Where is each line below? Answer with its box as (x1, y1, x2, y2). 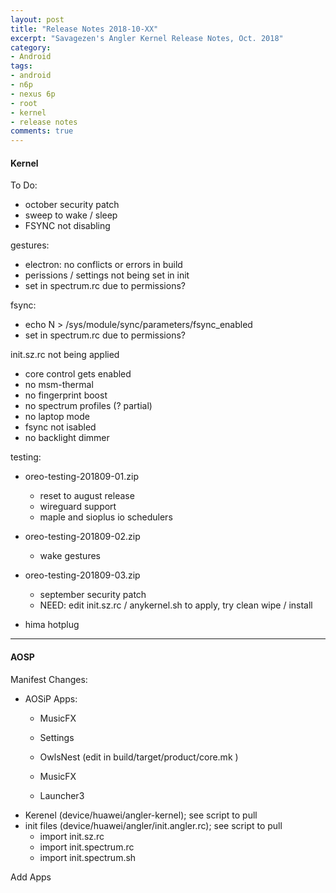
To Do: (10, 179, 38, 191)
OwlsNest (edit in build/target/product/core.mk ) (39, 751, 239, 763)
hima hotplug (24, 619, 80, 631)
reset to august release (39, 490, 135, 502)
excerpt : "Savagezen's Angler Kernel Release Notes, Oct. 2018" (10, 33, 284, 43)
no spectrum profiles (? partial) (24, 400, 153, 412)
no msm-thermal (24, 379, 94, 391)
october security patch (24, 199, 120, 211)
